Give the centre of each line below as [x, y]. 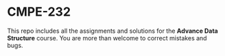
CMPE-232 [39, 12]
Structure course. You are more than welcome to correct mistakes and [107, 38]
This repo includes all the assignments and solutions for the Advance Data [113, 31]
